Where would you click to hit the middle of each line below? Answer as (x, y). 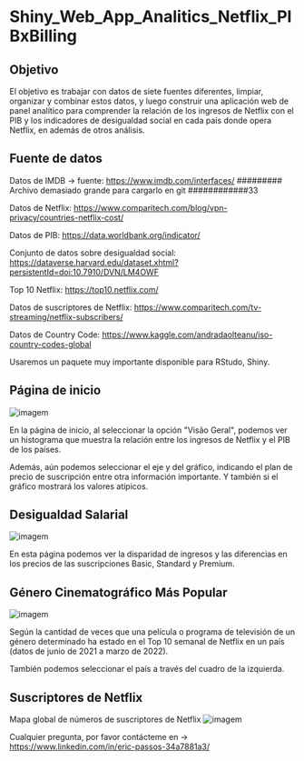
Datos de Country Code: (55, 335)
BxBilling (43, 36)
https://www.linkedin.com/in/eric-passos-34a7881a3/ (110, 746)
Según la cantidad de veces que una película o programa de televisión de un (152, 632)
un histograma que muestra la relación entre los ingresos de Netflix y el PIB (150, 439)
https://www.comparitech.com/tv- (197, 307)
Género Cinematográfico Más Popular (118, 592)
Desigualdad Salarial (69, 515)
